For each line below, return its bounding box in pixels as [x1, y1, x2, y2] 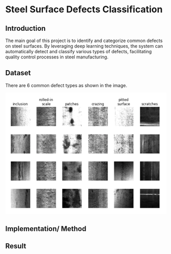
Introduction [5, 24, 46, 33]
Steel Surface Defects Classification [5, 4, 163, 15]
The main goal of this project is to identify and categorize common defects [5, 37, 163, 44]
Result [5, 242, 27, 250]
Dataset [5, 69, 31, 77]
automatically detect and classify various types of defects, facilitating [5, 49, 152, 54]
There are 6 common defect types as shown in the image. [5, 82, 127, 88]
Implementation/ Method [5, 224, 87, 233]
